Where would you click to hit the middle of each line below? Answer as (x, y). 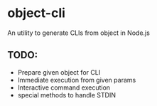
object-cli (37, 13)
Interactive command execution (64, 88)
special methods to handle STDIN (66, 95)
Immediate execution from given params (77, 80)
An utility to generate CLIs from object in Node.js (79, 33)
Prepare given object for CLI (59, 72)
